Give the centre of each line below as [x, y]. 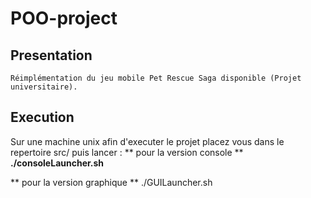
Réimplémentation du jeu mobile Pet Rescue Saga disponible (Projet [156, 78]
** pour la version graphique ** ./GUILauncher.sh [111, 182]
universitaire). [44, 87]
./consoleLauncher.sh [57, 163]
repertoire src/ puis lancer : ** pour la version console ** [127, 152]
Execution [42, 117]
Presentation [51, 55]
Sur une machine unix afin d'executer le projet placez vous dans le [147, 141]
